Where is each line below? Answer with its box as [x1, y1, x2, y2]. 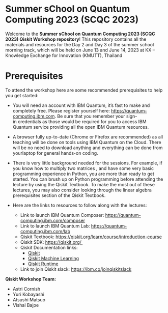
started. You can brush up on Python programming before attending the [12, 176, 163, 182]
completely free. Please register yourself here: [12, 107, 110, 113]
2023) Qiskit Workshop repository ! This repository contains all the [5, 36, 147, 42]
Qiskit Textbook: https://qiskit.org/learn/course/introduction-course [20, 234, 162, 240]
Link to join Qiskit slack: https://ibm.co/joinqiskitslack [20, 266, 132, 272]
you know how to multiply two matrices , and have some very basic [12, 165, 154, 171]
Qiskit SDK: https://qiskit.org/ [20, 239, 81, 245]
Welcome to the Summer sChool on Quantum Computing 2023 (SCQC [5, 31, 155, 37]
